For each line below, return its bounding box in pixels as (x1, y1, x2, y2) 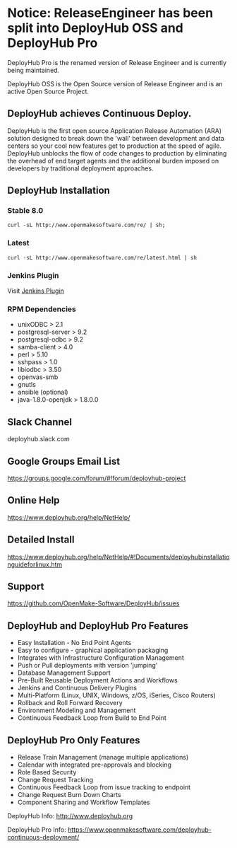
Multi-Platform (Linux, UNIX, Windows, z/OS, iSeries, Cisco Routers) (17, 691, 217, 699)
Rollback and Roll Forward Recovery (17, 699, 123, 707)
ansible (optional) (17, 388, 68, 397)
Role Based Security (17, 768, 77, 777)
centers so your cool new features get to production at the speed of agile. (7, 141, 222, 150)
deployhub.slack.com (7, 435, 70, 443)
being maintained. (7, 66, 60, 74)
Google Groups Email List (7, 455, 121, 467)
